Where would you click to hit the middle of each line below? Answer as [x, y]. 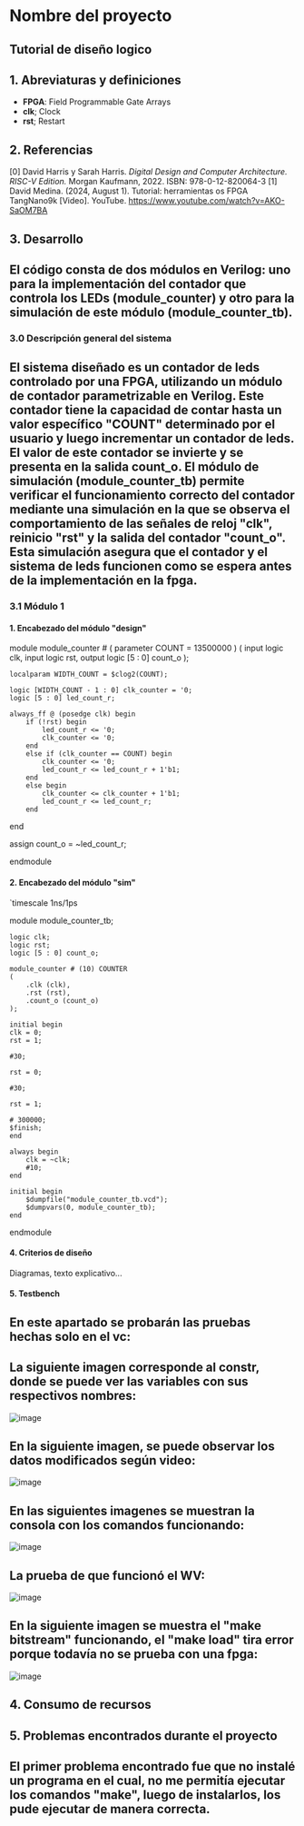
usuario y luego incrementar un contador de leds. [152, 438]
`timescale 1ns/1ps [44, 903]
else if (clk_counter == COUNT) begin [99, 754]
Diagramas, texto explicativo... [66, 1273]
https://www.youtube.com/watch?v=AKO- [207, 201]
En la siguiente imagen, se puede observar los [142, 1447]
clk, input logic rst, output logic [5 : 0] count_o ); [99, 658]
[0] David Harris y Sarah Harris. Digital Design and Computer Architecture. [148, 172]
